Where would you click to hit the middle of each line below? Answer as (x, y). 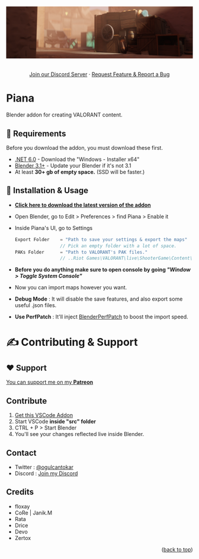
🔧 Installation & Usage (47, 190)
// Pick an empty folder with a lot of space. (118, 246)
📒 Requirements (36, 133)
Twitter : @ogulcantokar (44, 467)
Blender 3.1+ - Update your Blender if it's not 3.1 (73, 166)
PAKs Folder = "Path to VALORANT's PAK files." (81, 252)
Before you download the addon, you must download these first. (84, 148)
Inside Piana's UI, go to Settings (54, 228)
